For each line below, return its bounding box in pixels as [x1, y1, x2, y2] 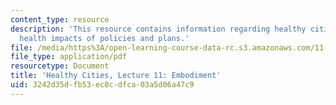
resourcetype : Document [10, 61, 110, 71]
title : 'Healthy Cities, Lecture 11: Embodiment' [10, 71, 222, 81]
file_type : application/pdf [10, 52, 128, 62]
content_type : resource [10, 14, 110, 25]
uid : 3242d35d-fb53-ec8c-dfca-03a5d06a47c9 [10, 80, 195, 90]
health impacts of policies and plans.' [19, 33, 190, 43]
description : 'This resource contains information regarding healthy [10, 24, 307, 34]
